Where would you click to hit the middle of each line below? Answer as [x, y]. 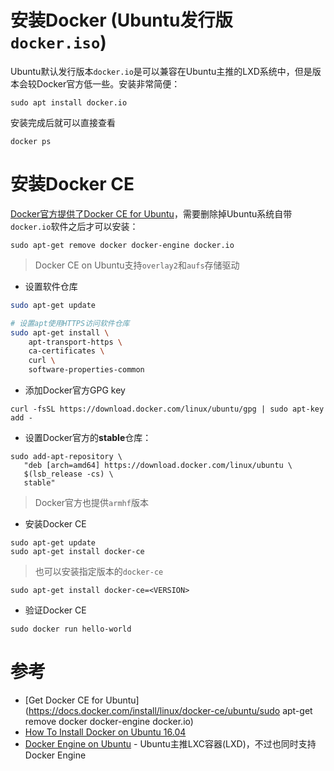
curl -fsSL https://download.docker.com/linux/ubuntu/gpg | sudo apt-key [167, 409]
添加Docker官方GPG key [75, 390]
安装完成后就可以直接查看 [63, 122]
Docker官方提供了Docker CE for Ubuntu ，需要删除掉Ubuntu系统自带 [151, 213]
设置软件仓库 [51, 286]
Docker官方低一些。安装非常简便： [108, 83]
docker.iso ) [58, 42]
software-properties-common [86, 370]
